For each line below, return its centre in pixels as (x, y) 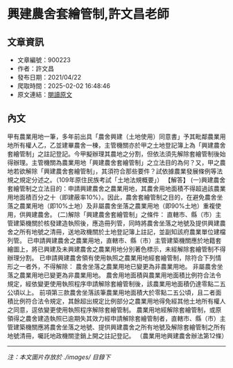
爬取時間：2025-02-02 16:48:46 (64, 86)
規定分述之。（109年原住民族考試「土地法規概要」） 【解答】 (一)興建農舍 (122, 179)
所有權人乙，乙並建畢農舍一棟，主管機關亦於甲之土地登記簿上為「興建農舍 (119, 145)
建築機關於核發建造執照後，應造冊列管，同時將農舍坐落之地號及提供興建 (116, 223)
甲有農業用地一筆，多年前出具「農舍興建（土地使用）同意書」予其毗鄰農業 (113, 137)
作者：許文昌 (35, 69)
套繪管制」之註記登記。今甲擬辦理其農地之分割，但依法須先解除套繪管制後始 (116, 154)
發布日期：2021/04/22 (49, 77)
